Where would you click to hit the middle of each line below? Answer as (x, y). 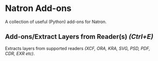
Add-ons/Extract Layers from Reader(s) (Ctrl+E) (79, 37)
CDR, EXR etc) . (20, 53)
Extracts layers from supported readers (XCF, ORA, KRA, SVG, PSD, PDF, (78, 48)
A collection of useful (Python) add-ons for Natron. (56, 22)
